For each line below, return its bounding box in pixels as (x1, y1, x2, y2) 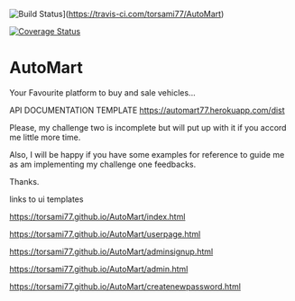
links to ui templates (9, 194, 84, 205)
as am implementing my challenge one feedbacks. (9, 159, 197, 169)
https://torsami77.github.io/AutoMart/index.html (9, 211, 186, 222)
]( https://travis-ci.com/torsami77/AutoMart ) (62, 9, 225, 19)
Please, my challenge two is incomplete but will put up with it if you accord (9, 122, 287, 132)
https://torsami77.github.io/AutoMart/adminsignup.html (9, 246, 214, 257)
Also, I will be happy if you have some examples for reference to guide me (9, 149, 285, 160)
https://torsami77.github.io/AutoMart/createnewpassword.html (9, 280, 242, 292)
